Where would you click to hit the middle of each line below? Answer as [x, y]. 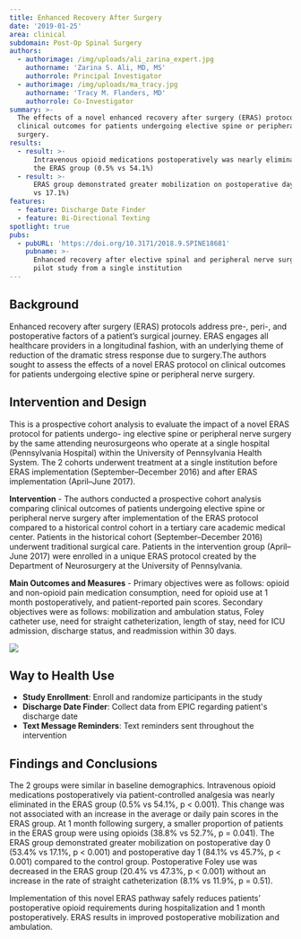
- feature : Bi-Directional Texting [84, 218]
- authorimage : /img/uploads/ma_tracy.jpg [98, 84]
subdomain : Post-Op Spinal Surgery [76, 43]
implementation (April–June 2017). [73, 481]
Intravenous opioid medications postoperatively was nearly [147, 159]
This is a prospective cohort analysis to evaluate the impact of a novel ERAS [149, 424]
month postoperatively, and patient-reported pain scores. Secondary [136, 602]
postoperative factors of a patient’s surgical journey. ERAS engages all [139, 336]
